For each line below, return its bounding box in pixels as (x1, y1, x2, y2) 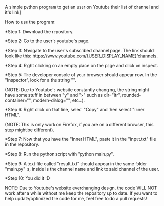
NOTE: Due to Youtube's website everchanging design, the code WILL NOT (5, 185, 157, 191)
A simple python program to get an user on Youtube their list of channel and (5, 4, 159, 10)
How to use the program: (5, 19, 55, 25)
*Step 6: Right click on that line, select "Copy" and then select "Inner (5, 107, 145, 112)
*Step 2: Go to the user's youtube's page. (5, 38, 90, 44)
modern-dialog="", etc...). (33, 97, 85, 103)
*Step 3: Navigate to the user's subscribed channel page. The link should (5, 48, 154, 53)
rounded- (122, 92, 141, 98)
